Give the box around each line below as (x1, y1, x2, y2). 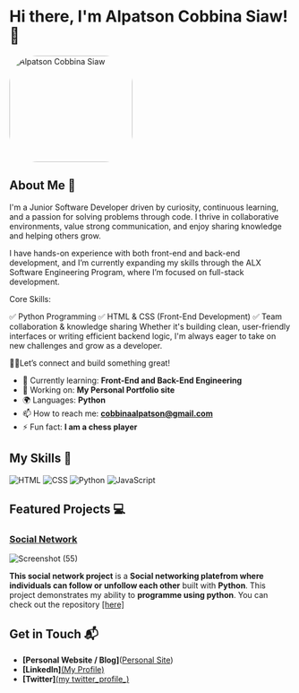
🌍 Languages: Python (21, 394, 106, 405)
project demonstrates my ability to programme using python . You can (9, 590, 269, 601)
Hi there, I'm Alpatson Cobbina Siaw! (9, 6, 288, 27)
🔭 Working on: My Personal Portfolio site (21, 384, 175, 395)
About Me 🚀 (9, 178, 76, 194)
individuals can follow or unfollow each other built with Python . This (9, 580, 266, 591)
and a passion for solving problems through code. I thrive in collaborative (9, 211, 279, 221)
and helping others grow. (9, 230, 101, 241)
